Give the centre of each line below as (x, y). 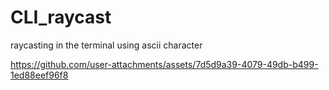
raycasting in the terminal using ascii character (106, 45)
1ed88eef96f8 (39, 75)
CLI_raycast (61, 17)
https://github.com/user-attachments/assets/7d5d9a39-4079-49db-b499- (164, 64)
